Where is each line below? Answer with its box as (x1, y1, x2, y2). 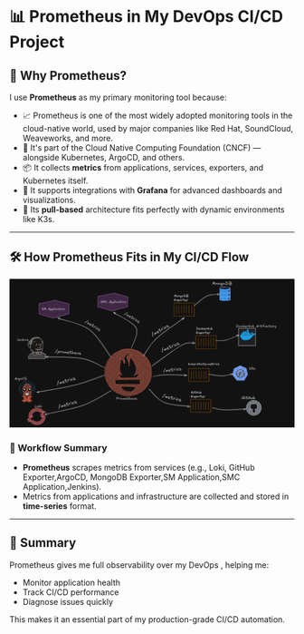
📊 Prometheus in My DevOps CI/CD (9, 6, 283, 27)
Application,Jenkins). (22, 481, 102, 492)
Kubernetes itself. (22, 175, 89, 186)
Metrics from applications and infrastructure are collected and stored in (22, 491, 290, 502)
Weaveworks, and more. (22, 132, 114, 143)
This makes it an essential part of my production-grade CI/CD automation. (9, 613, 285, 625)
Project (9, 32, 65, 53)
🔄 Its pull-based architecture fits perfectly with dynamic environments (22, 204, 285, 215)
